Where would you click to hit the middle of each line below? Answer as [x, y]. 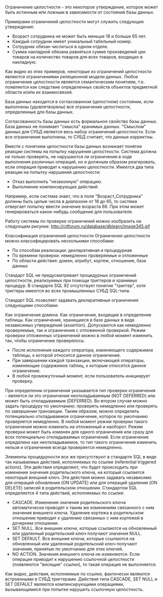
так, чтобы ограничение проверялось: [45, 341]
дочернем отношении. [36, 523]
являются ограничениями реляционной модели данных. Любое [72, 77]
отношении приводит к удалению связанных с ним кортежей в [78, 518]
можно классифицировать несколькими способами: [60, 241]
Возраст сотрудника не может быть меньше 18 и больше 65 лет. [79, 36]
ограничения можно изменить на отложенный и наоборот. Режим [74, 427]
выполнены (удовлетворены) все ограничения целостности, [68, 107]
